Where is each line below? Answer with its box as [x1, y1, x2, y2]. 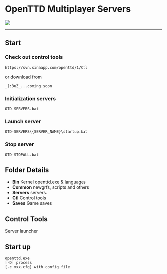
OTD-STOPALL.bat [5, 152, 39, 157]
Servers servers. [12, 190, 47, 196]
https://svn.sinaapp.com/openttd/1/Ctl [5, 65, 88, 70]
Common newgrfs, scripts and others [12, 184, 89, 190]
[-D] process [5, 260, 32, 265]
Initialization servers [5, 95, 56, 102]
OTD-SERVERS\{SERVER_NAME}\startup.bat [5, 129, 88, 134]
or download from [5, 74, 42, 80]
